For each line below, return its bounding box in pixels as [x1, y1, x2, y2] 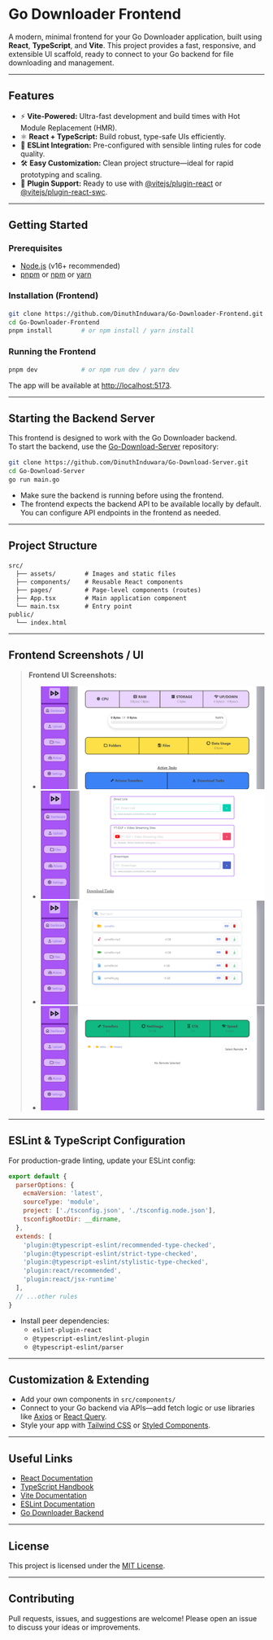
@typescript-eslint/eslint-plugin [32, 1335, 149, 1343]
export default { [8, 1172, 67, 1181]
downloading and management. [8, 58, 115, 68]
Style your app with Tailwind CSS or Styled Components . [19, 1420, 211, 1430]
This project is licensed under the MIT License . [8, 1561, 166, 1571]
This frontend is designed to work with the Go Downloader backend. [8, 433, 237, 443]
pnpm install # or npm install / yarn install [8, 327, 195, 335]
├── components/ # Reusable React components [15, 577, 184, 586]
